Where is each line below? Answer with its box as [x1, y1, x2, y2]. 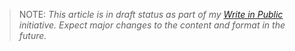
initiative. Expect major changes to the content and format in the [18, 19, 286, 31]
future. [18, 30, 47, 41]
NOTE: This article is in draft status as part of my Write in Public [18, 9, 284, 20]
